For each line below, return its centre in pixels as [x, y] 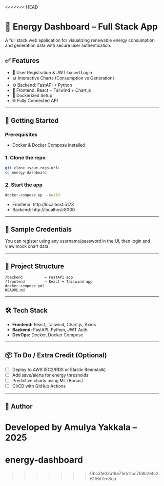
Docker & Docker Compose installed [49, 145]
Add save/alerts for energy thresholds [50, 375]
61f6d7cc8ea [103, 478]
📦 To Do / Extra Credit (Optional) [56, 355]
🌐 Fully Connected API [35, 100]
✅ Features [22, 61]
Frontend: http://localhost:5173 [43, 204]
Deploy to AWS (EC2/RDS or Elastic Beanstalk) [59, 369]
